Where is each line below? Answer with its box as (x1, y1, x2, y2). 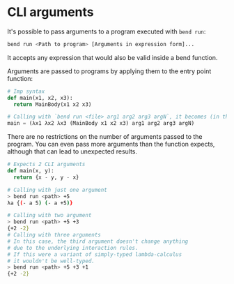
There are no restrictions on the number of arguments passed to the (7, 133, 203, 141)
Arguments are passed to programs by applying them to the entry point (7, 67, 212, 75)
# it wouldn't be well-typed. (7, 257, 95, 264)
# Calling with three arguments (7, 232, 101, 239)
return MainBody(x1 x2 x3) (13, 100, 92, 108)
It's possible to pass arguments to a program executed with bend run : (7, 27, 206, 36)
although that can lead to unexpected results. (7, 147, 138, 156)
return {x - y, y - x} (13, 174, 79, 181)
